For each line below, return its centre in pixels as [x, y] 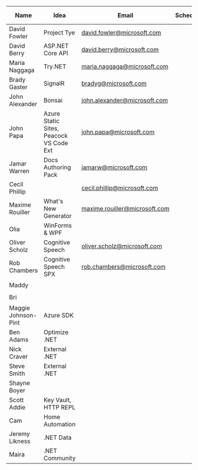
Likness [20, 441]
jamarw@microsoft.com [115, 167]
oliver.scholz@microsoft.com [122, 246]
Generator [57, 216]
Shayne [20, 383]
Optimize [56, 332]
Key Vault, [57, 400]
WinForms [57, 225]
